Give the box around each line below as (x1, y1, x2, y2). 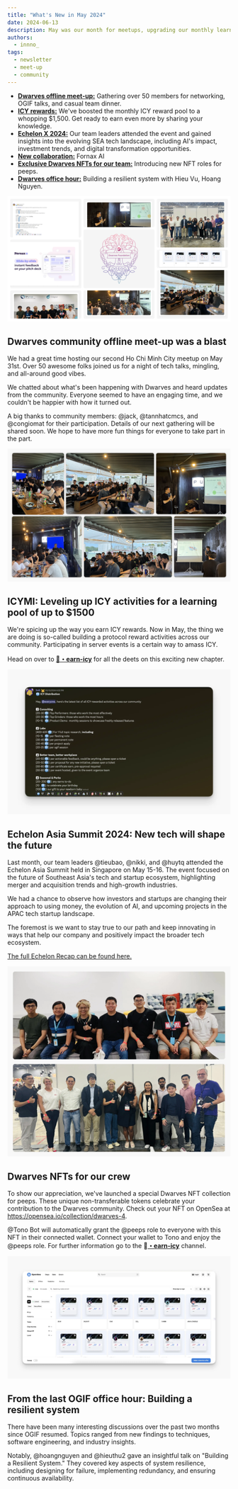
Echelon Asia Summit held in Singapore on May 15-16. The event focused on (7, 866, 229, 874)
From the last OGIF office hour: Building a (7, 1393, 193, 1405)
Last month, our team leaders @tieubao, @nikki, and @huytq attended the (7, 858, 224, 867)
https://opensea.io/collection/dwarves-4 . (7, 1212, 127, 1221)
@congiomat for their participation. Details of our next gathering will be (7, 419, 215, 428)
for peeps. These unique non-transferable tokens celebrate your (7, 1197, 195, 1206)
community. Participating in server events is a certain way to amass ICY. (7, 640, 218, 649)
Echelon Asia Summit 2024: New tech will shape (7, 828, 225, 840)
